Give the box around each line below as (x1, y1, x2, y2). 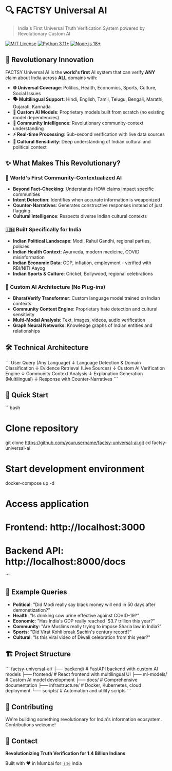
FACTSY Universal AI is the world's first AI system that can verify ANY (5, 69, 156, 75)
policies (12, 243, 30, 249)
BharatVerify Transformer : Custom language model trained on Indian (12, 295, 160, 301)
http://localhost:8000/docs (5, 556, 126, 567)
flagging (12, 208, 31, 214)
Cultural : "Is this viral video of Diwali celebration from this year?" (12, 634, 150, 640)
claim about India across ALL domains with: (5, 75, 98, 81)
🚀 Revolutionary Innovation (5, 56, 94, 64)
